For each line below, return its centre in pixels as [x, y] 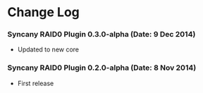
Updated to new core [48, 49]
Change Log [43, 12]
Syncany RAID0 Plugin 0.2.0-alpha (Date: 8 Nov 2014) [102, 68]
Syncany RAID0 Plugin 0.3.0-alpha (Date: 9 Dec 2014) [101, 35]
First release [36, 83]
